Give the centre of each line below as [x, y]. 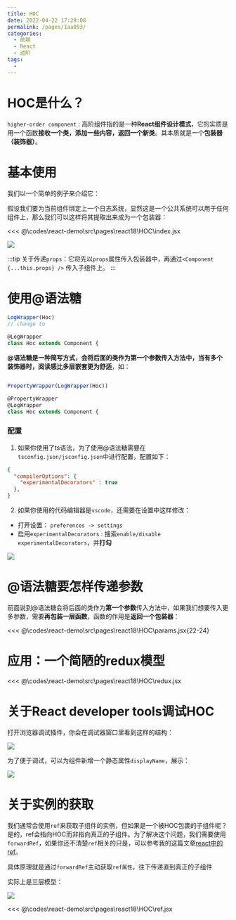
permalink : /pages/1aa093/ [47, 27]
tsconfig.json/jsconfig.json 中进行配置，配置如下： [94, 456]
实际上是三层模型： [35, 881]
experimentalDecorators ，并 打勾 [65, 543]
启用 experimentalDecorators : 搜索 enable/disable [89, 534]
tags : [15, 60]
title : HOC [23, 14]
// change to [26, 324]
